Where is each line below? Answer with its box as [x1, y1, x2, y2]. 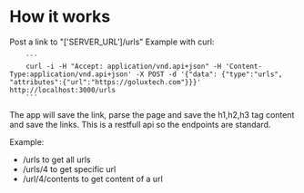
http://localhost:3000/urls [9, 85, 117, 94]
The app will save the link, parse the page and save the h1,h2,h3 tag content [9, 109, 295, 120]
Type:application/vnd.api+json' [9, 70, 132, 79]
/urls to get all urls [22, 154, 91, 165]
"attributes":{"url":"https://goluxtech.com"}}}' [9, 77, 202, 87]
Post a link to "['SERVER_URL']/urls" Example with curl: [9, 36, 215, 47]
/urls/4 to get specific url [22, 163, 117, 174]
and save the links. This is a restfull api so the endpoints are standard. [9, 119, 271, 130]
